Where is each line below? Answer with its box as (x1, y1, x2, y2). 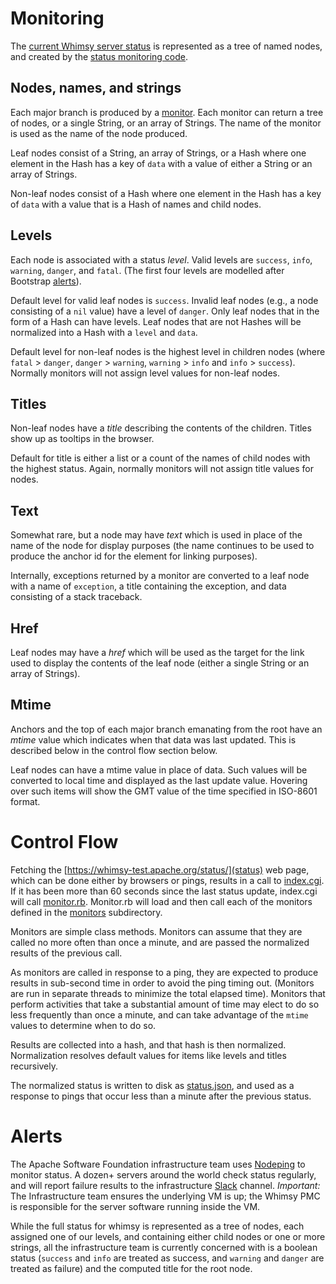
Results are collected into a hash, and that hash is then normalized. (10, 1038, 287, 1051)
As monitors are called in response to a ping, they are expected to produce (10, 966, 319, 978)
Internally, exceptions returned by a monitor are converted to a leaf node (10, 570, 310, 582)
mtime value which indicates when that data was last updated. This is (10, 733, 297, 746)
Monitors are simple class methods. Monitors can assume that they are (10, 925, 303, 937)
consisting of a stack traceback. (10, 591, 143, 603)
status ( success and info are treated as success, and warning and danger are (10, 1252, 325, 1264)
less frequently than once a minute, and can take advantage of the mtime (10, 1008, 309, 1021)
